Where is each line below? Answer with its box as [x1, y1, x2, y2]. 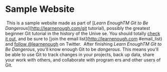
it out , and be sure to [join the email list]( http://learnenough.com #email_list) [5, 36, 162, 42]
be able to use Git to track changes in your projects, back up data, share [5, 51, 154, 58]
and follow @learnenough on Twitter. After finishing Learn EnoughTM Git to [5, 41, 162, 47]
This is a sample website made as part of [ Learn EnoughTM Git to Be [6, 20, 149, 26]
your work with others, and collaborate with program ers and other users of [5, 57, 161, 63]
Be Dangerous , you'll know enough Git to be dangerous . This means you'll [5, 46, 159, 52]
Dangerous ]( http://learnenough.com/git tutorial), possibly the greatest [5, 25, 150, 31]
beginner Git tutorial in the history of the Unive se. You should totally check [5, 30, 160, 36]
